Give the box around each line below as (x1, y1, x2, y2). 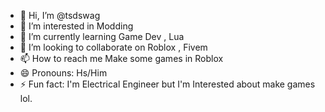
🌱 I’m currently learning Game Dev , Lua (19, 31, 185, 42)
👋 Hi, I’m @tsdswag (19, 10, 101, 21)
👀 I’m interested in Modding (19, 20, 134, 32)
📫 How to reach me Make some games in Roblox (19, 53, 224, 64)
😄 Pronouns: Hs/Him (19, 67, 108, 79)
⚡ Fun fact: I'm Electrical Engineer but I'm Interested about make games (19, 78, 316, 90)
